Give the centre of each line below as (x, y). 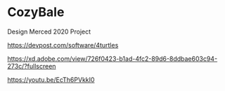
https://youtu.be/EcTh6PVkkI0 (51, 79)
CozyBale (36, 12)
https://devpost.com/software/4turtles (63, 45)
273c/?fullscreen (32, 66)
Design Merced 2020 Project (49, 31)
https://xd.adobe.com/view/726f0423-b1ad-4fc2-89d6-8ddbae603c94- (112, 58)
